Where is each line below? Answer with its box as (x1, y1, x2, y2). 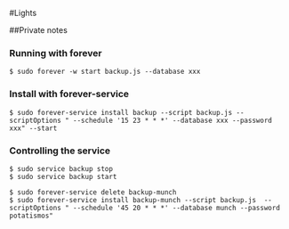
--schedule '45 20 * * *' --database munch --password (72, 203, 280, 212)
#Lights (9, 8, 37, 18)
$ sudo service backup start (9, 172, 117, 181)
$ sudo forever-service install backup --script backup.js (9, 108, 233, 117)
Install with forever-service (9, 88, 130, 101)
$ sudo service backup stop (9, 164, 114, 173)
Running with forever (9, 46, 102, 59)
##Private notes (9, 25, 68, 35)
